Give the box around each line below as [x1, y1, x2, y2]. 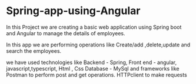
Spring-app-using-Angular [6, 4, 141, 18]
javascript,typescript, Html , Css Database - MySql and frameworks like [6, 65, 180, 72]
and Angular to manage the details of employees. [6, 29, 125, 36]
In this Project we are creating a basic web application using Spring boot [6, 23, 182, 31]
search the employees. [6, 47, 62, 54]
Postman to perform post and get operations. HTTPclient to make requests [6, 71, 187, 78]
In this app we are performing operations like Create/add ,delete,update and [6, 41, 191, 48]
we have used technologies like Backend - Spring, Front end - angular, [6, 59, 177, 66]
